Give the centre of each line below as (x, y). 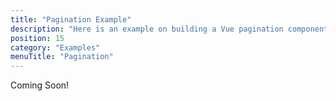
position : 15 (37, 38)
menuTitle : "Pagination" (62, 57)
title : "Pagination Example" (71, 19)
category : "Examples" (55, 47)
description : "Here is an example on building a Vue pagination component (169, 29)
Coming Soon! (40, 85)
